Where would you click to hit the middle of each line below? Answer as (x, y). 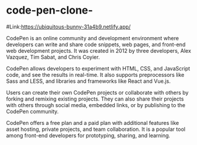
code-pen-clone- (50, 10)
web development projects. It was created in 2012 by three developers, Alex (98, 50)
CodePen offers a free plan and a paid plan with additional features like (93, 123)
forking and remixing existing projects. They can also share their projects (95, 99)
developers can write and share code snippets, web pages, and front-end (96, 44)
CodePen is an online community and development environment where (93, 38)
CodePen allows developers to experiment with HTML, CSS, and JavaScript (98, 68)
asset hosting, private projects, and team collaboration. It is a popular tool (96, 129)
